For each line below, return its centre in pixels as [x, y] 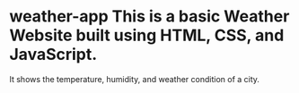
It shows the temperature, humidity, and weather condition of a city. [135, 79]
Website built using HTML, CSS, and [147, 35]
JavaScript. [53, 55]
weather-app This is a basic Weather [149, 17]
